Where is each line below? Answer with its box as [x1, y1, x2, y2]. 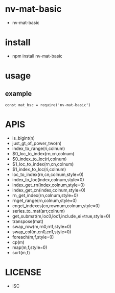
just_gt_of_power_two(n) [12, 140, 62, 146]
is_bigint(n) [12, 135, 35, 141]
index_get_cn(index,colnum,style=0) [12, 187, 86, 193]
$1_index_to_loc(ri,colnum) [12, 166, 66, 172]
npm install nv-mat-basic [12, 53, 63, 59]
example [5, 90, 32, 98]
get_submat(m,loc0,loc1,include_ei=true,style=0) [12, 213, 111, 219]
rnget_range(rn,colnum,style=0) [12, 197, 77, 203]
